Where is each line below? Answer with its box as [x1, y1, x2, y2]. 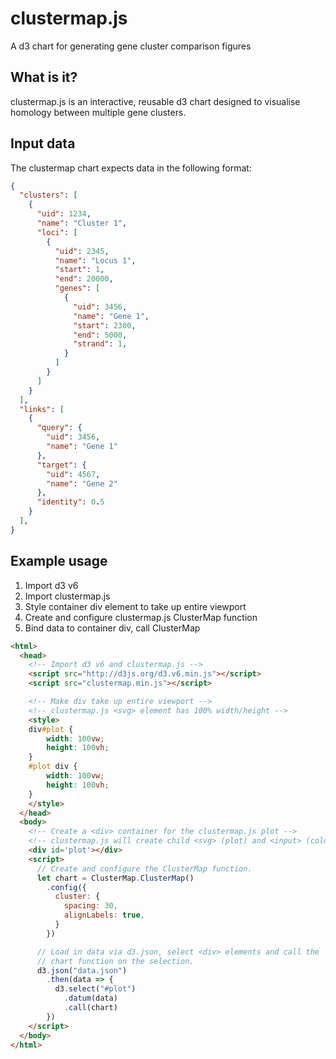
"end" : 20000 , [54, 274, 114, 284]
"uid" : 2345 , [54, 246, 110, 256]
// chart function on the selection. [36, 956, 195, 966]
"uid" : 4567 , [46, 469, 101, 479]
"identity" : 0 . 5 [36, 497, 105, 507]
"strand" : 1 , [73, 339, 128, 349]
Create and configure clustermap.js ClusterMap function [24, 611, 258, 623]
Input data [10, 135, 76, 152]
